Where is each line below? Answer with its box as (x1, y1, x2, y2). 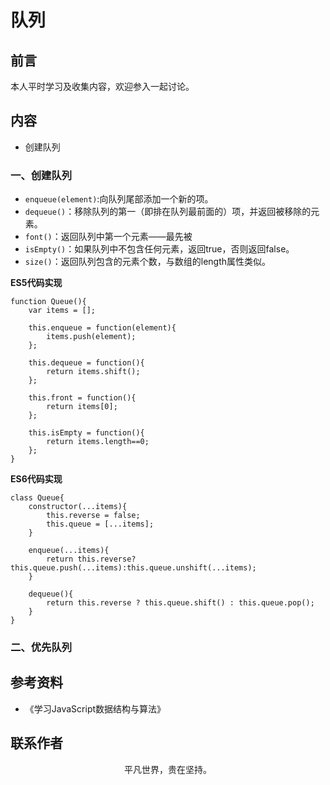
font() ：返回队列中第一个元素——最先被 (24, 231, 193, 243)
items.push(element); (46, 332, 137, 342)
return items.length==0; (46, 437, 150, 447)
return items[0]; (46, 402, 118, 412)
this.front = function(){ (28, 393, 137, 403)
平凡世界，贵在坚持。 (124, 763, 212, 775)
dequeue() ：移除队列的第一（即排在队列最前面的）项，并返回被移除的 (24, 206, 312, 218)
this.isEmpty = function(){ (28, 428, 145, 438)
